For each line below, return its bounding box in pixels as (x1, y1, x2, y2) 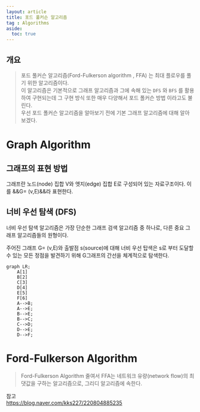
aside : (6, 25, 23, 32)
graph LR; (6, 263, 31, 269)
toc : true (11, 31, 36, 37)
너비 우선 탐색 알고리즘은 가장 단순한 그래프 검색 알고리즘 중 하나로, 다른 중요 (6, 224, 184, 231)
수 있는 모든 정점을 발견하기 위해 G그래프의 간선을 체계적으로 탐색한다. (6, 252, 170, 259)
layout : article (6, 8, 47, 15)
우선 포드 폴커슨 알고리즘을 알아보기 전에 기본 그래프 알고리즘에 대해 (20, 109, 179, 116)
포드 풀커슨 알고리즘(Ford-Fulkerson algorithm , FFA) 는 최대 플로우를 (20, 71, 186, 78)
